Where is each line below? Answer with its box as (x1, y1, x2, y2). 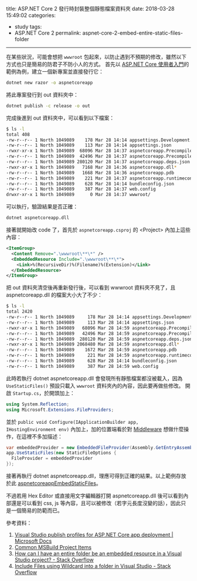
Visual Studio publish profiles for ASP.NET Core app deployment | (14, 532, 174, 538)
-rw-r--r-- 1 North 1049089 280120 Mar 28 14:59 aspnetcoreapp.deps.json (6, 336, 193, 342)
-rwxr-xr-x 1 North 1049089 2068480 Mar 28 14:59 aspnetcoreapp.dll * (6, 341, 180, 347)
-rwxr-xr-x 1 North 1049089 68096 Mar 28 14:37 (6, 148, 127, 154)
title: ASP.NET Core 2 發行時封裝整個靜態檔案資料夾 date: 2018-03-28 (6, 5, 175, 12)
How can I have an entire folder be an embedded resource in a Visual (14, 550, 182, 557)
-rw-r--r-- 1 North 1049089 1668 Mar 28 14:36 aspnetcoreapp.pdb (6, 170, 175, 175)
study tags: (14, 23, 42, 30)
